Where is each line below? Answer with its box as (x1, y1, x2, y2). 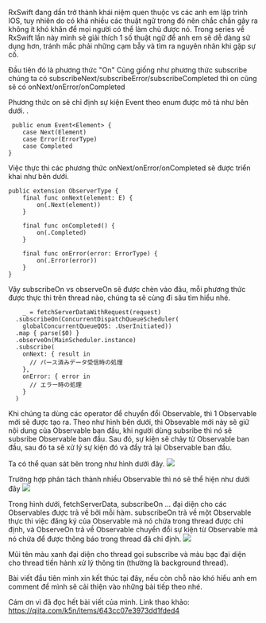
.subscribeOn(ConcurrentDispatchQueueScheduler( (15, 315, 179, 323)
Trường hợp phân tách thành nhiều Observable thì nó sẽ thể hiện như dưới (8, 474, 250, 484)
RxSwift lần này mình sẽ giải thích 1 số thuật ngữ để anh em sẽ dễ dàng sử (8, 33, 251, 42)
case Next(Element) (22, 128, 87, 136)
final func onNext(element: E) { (22, 194, 133, 202)
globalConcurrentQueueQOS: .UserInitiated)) (22, 322, 172, 330)
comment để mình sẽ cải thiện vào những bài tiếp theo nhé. (8, 582, 202, 591)
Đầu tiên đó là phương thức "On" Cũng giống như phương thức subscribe (8, 65, 248, 75)
